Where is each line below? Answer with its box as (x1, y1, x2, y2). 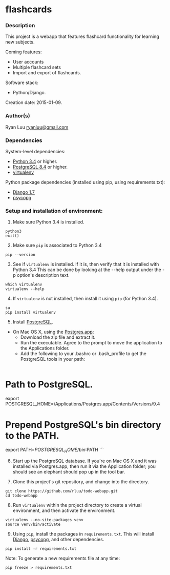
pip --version (5, 252, 36, 257)
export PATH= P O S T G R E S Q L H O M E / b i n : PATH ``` (5, 447, 104, 454)
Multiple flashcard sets (12, 64, 61, 70)
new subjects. (5, 39, 35, 45)
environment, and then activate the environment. (12, 507, 116, 514)
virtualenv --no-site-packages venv (5, 518, 83, 523)
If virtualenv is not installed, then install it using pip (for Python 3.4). (12, 296, 158, 302)
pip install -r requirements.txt (5, 546, 77, 551)
